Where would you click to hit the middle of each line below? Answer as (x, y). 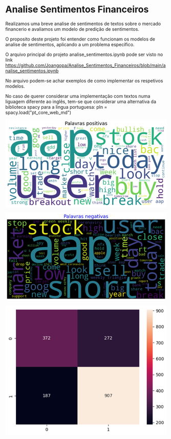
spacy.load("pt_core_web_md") (38, 112)
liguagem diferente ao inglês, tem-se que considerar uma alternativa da (81, 102)
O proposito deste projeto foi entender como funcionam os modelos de (80, 39)
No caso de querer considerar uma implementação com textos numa (78, 96)
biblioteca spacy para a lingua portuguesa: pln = (56, 107)
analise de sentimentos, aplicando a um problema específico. (70, 44)
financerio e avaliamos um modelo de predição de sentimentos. (72, 29)
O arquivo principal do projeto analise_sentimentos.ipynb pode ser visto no (84, 54)
